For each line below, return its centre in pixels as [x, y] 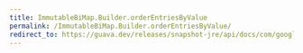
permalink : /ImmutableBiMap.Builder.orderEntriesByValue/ [120, 26]
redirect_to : [34, 34]
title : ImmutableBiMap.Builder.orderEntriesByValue [108, 18]
